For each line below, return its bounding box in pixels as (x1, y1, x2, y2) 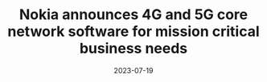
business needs (79, 40, 188, 57)
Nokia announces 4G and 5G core (18, 6, 249, 24)
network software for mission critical (7, 22, 260, 41)
